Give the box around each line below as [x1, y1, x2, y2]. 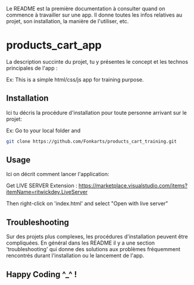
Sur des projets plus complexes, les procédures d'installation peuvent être [6, 233, 189, 240]
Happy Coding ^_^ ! [6, 269, 77, 279]
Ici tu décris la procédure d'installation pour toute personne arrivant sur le [6, 109, 187, 116]
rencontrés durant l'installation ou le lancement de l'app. [6, 252, 145, 259]
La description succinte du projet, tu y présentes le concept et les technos [6, 58, 189, 65]
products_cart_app [6, 39, 102, 52]
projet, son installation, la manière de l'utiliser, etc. [6, 18, 129, 24]
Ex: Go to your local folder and [6, 127, 81, 134]
